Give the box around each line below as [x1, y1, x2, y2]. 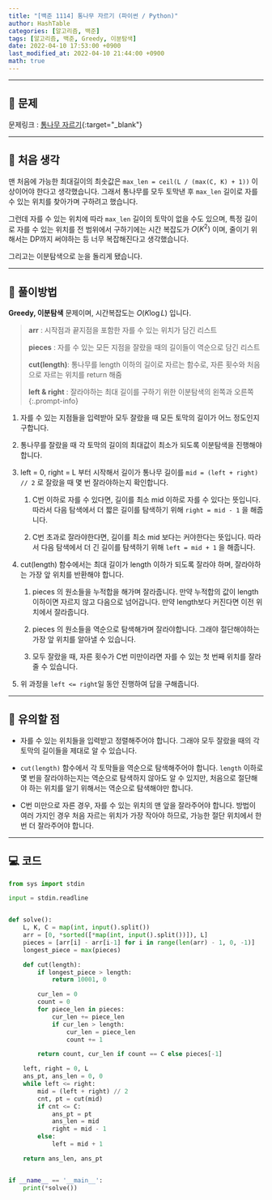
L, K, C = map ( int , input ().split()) [23, 924, 151, 932]
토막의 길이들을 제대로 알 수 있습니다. [19, 746, 138, 755]
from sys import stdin [8, 879, 85, 887]
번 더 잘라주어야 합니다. [19, 820, 95, 830]
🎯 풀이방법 [8, 285, 58, 299]
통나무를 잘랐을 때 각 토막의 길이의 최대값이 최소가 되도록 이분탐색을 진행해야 [19, 440, 263, 449]
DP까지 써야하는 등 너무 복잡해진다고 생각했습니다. [29, 234, 189, 244]
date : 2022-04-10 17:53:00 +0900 [8, 42, 121, 50]
